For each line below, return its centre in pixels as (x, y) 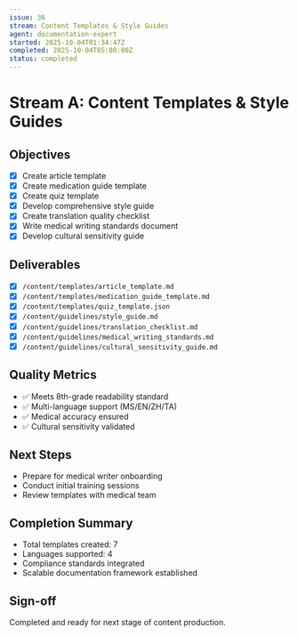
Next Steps (40, 455)
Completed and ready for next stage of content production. (118, 622)
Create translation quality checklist (85, 216)
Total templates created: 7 (70, 544)
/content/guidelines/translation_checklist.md (110, 327)
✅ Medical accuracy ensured (75, 416)
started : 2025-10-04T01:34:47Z (67, 42)
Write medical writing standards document (100, 226)
